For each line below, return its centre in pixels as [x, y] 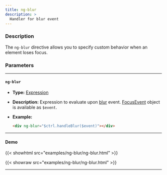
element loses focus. [27, 52]
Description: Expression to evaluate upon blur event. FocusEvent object [86, 102]
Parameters [19, 65]
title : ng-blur [21, 10]
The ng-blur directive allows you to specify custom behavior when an [76, 47]
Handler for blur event [34, 19]
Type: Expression [30, 93]
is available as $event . [35, 108]
